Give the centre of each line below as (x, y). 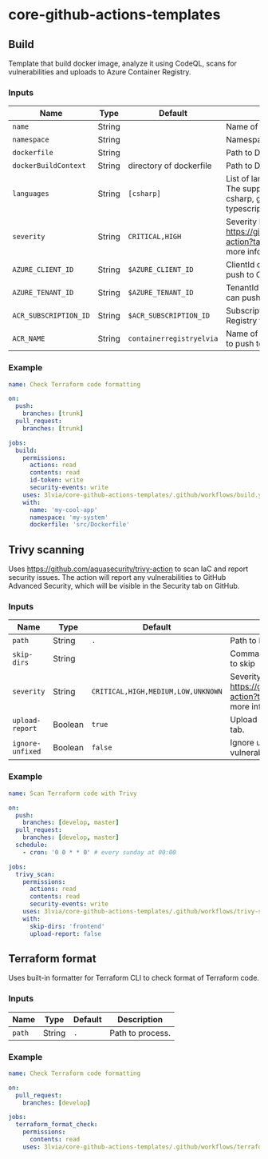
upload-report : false (65, 933)
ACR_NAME (29, 339)
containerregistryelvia (173, 339)
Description (140, 1019)
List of (238, 179)
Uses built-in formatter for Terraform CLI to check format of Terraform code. (134, 978)
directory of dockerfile (170, 166)
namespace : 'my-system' (69, 518)
